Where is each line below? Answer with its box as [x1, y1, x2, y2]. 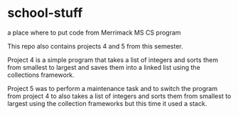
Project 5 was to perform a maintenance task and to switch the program [7, 84, 218, 92]
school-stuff [7, 5, 83, 21]
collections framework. [7, 71, 75, 79]
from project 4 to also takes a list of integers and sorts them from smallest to [7, 92, 232, 100]
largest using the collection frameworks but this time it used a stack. [7, 99, 207, 107]
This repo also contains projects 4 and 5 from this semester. [7, 42, 183, 50]
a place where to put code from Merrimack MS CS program [7, 28, 181, 37]
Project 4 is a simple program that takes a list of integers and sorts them [7, 55, 219, 64]
